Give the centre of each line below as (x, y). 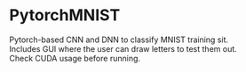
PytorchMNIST (65, 15)
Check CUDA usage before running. (75, 58)
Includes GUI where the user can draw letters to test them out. (123, 48)
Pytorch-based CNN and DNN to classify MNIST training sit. (119, 40)
